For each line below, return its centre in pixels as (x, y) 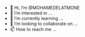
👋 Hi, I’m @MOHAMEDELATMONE (45, 8)
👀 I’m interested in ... (31, 13)
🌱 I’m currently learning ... (36, 18)
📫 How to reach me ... (33, 29)
